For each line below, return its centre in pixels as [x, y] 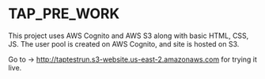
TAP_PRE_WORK [64, 14]
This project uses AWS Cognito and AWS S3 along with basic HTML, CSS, [129, 36]
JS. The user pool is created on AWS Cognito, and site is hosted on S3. [124, 43]
